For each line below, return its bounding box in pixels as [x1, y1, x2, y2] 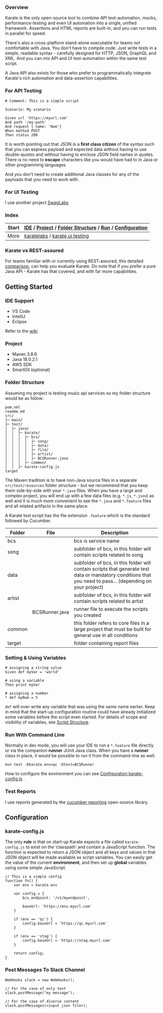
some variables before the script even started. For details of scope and [5, 714, 147, 720]
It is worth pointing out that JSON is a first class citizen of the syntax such [5, 141, 154, 147]
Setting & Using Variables [5, 654, 66, 661]
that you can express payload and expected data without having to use [5, 146, 147, 152]
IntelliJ [12, 314, 26, 319]
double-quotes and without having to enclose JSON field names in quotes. [5, 151, 154, 157]
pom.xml [5, 405, 21, 410]
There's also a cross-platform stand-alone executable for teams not [5, 40, 141, 46]
